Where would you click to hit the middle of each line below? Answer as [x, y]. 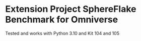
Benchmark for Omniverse [62, 20]
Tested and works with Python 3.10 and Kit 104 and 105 [62, 33]
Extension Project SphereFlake [71, 9]
